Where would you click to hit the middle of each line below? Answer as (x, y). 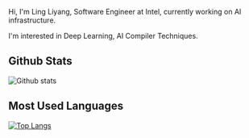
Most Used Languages (66, 106)
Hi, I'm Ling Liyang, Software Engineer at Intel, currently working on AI (125, 12)
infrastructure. (32, 20)
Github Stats (40, 61)
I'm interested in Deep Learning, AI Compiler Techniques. (104, 36)
